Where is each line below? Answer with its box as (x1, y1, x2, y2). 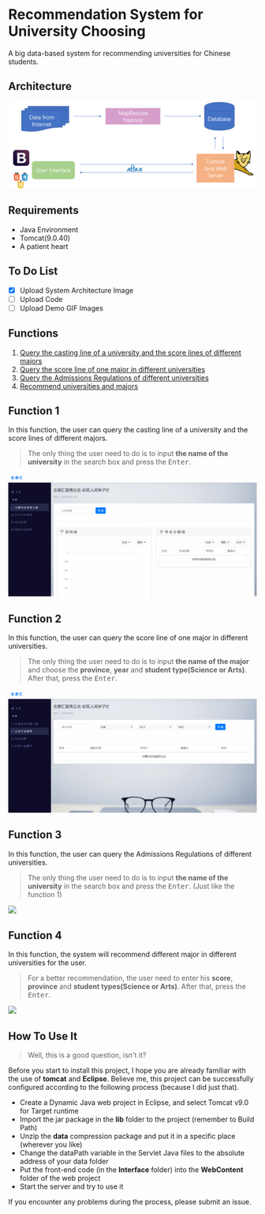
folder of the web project (19, 1174, 101, 1183)
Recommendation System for (8, 6, 203, 24)
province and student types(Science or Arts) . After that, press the (27, 982, 246, 991)
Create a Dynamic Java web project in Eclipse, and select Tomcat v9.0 (19, 1098, 249, 1107)
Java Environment (19, 224, 79, 234)
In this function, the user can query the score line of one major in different (8, 633, 248, 643)
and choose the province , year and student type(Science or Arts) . (27, 665, 247, 675)
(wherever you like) (19, 1140, 83, 1149)
